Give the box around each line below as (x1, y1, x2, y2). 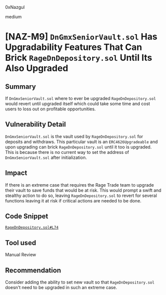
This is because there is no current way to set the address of (5, 149, 129, 155)
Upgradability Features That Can (5, 42, 142, 53)
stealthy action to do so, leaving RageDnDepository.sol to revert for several (5, 193, 157, 198)
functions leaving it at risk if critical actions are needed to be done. (5, 197, 142, 203)
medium (5, 14, 22, 19)
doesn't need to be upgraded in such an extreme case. (5, 285, 117, 291)
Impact (5, 169, 27, 177)
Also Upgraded (5, 63, 68, 74)
